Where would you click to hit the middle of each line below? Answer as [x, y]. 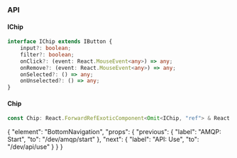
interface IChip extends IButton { [60, 42]
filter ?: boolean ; [47, 54]
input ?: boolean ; [46, 48]
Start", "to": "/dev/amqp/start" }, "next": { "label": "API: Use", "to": [103, 140]
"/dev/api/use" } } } [35, 147]
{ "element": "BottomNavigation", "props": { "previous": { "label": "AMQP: [114, 132]
